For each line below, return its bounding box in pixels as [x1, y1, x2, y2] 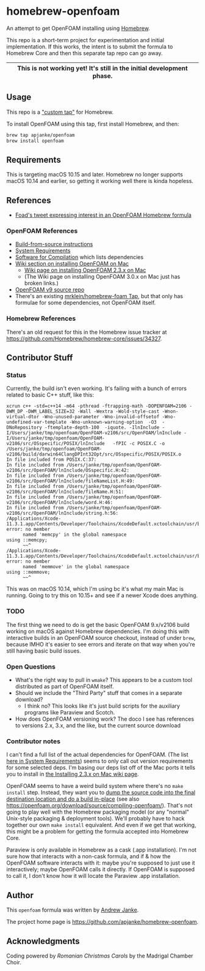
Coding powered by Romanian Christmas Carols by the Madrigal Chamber [6, 952, 193, 959]
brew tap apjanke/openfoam [6, 132, 75, 138]
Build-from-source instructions [15, 241, 93, 248]
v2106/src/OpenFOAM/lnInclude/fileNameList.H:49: [6, 478, 135, 484]
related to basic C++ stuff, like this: [6, 391, 95, 399]
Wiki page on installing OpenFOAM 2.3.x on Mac [24, 266, 146, 274]
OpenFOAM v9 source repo [15, 286, 85, 293]
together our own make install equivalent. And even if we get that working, [6, 822, 196, 829]
